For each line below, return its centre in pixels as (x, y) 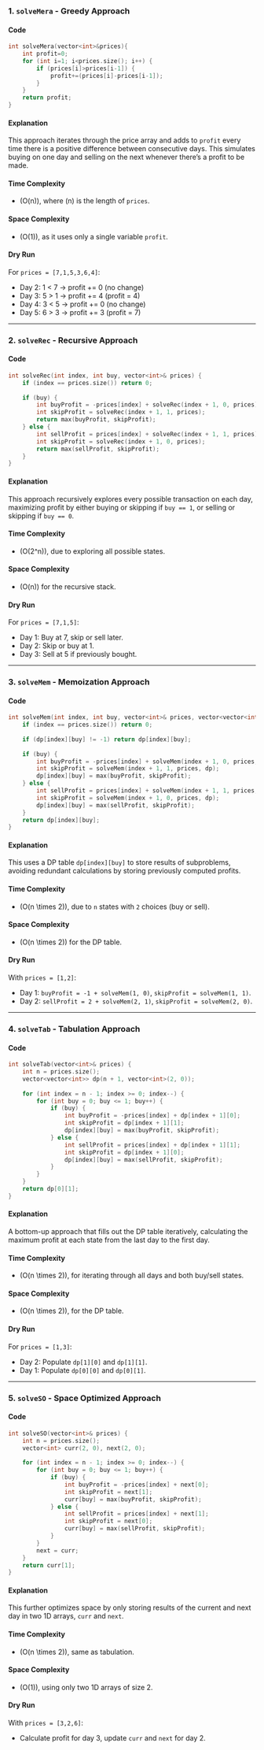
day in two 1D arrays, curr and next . (66, 1616)
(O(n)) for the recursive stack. (68, 586)
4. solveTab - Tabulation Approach (74, 1029)
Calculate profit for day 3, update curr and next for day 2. (112, 1738)
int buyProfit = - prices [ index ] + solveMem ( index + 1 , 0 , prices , (147, 762)
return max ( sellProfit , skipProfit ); (98, 449)
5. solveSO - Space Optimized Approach (84, 1398)
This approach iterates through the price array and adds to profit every (125, 140)
